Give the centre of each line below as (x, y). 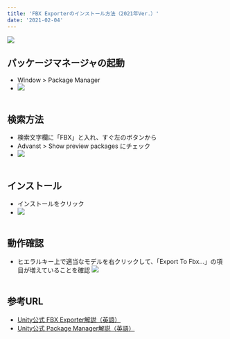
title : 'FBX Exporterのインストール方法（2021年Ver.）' (83, 14)
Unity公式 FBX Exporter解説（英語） (69, 320)
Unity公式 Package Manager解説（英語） (76, 328)
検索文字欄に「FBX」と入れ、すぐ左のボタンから (87, 138)
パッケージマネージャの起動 (66, 63)
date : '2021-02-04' (35, 20)
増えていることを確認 (60, 270)
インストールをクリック (51, 204)
